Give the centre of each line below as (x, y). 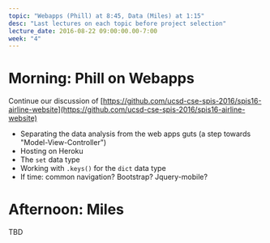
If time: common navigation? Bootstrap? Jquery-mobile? (114, 177)
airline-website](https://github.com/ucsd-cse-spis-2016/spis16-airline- (127, 109)
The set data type (50, 160)
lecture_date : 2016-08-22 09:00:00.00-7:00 (83, 31)
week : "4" (25, 38)
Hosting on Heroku (51, 151)
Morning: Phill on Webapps (101, 79)
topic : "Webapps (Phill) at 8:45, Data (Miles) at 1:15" (107, 16)
